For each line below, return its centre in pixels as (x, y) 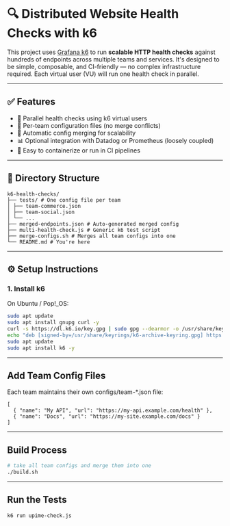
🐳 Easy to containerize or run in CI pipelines (78, 150)
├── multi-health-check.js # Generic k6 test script (84, 230)
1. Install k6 (26, 289)
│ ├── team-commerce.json (44, 206)
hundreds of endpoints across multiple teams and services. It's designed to (114, 59)
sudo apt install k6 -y (41, 348)
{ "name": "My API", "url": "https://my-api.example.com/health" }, (113, 411)
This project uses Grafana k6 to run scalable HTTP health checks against (111, 52)
